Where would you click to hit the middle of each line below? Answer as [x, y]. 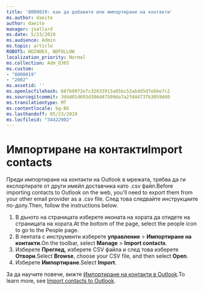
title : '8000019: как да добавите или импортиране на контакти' [90, 12]
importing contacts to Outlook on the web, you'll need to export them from [100, 193]
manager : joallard [30, 29]
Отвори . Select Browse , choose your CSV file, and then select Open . [102, 256]
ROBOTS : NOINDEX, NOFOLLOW [40, 52]
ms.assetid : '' [26, 86]
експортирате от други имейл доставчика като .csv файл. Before [90, 186]
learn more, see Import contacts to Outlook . [61, 281]
